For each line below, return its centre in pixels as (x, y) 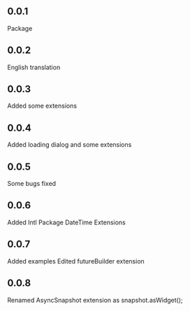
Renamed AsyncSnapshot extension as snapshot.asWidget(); (95, 300)
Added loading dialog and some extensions (70, 145)
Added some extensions (42, 106)
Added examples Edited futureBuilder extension (76, 261)
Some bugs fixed (32, 184)
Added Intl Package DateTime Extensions (66, 222)
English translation (34, 67)
